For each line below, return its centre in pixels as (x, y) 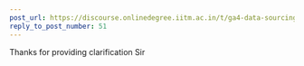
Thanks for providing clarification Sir (77, 52)
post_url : (28, 18)
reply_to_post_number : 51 (58, 26)
